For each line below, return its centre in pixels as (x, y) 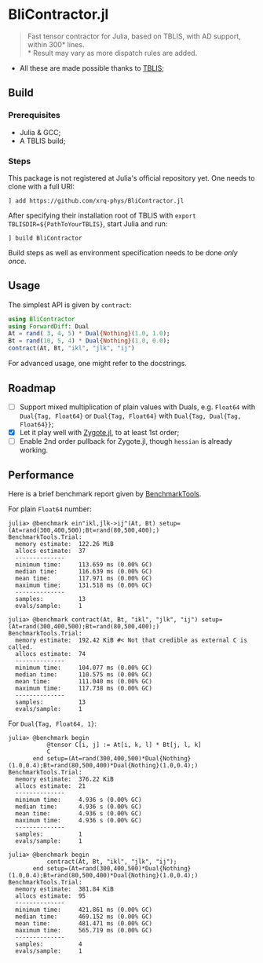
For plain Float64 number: (50, 509)
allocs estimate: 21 (51, 786)
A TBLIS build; (42, 141)
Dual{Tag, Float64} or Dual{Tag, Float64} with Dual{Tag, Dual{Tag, (130, 416)
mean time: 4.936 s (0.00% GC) (79, 813)
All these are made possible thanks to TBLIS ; (92, 68)
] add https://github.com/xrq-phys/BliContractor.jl (96, 201)
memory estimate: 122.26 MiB (64, 544)
